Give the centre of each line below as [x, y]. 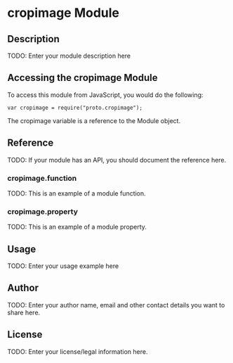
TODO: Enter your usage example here [63, 266]
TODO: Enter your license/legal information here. [78, 351]
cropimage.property [43, 211]
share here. [24, 312]
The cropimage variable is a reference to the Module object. [94, 120]
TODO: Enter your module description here [69, 56]
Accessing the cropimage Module [82, 78]
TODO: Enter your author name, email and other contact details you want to [116, 305]
